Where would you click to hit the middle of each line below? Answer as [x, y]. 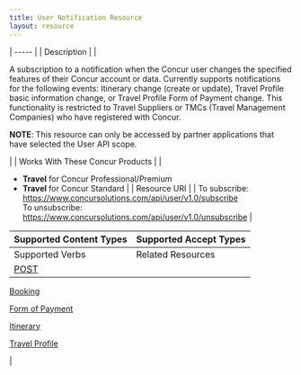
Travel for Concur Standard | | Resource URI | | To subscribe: [135, 188]
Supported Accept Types [191, 239]
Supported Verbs [50, 254]
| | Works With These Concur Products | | [85, 161]
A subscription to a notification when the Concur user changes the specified [150, 69]
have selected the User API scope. [73, 144]
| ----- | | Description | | [53, 51]
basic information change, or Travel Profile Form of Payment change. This [146, 98]
